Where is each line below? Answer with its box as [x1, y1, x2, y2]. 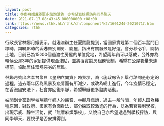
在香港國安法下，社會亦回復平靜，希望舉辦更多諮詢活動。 [5, 87, 121, 93]
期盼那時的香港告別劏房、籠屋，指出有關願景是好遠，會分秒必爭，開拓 [18, 46, 159, 51]
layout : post [5, 7, 32, 12]
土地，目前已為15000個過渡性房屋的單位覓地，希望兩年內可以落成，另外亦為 [5, 52, 159, 58]
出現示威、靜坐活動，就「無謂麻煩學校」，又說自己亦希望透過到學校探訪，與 [5, 109, 157, 115]
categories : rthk [5, 25, 41, 30]
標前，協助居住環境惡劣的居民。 [5, 64, 69, 70]
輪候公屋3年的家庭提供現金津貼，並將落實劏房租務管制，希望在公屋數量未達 [5, 58, 158, 64]
